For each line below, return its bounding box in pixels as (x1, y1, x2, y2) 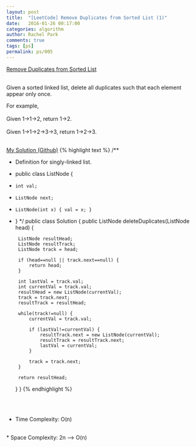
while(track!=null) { (18, 310, 73, 316)
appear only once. (6, 90, 52, 98)
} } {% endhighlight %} (15, 385, 72, 393)
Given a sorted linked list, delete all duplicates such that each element (6, 84, 181, 91)
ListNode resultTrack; (18, 241, 76, 247)
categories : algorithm (6, 26, 64, 32)
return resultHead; (18, 374, 68, 380)
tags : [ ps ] (6, 43, 34, 49)
